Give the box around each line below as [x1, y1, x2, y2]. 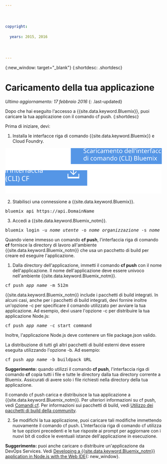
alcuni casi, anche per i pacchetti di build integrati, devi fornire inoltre [5, 297, 147, 303]
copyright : [5, 24, 28, 29]
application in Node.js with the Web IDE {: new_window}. [5, 453, 120, 459]
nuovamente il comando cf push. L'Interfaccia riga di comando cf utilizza [12, 422, 162, 429]
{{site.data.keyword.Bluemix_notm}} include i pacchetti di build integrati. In [5, 292, 159, 298]
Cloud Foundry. [12, 138, 44, 144]
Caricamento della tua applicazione [5, 82, 155, 93]
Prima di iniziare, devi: [5, 123, 51, 129]
